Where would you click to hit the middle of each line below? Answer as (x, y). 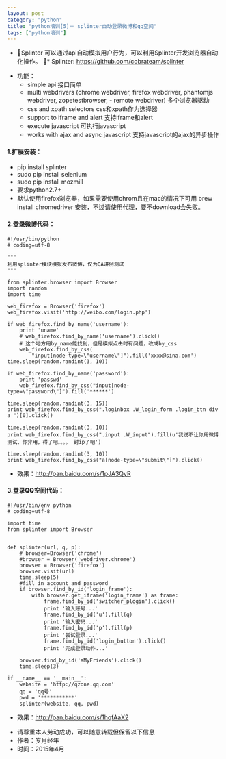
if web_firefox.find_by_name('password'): (68, 373)
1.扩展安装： (25, 151)
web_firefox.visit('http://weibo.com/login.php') (79, 312)
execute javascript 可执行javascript (76, 126)
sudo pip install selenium (52, 175)
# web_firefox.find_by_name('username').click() (90, 336)
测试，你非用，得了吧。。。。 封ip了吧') (54, 442)
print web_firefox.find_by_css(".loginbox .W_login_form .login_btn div (113, 409)
